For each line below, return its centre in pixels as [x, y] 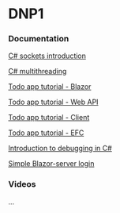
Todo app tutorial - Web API [53, 102]
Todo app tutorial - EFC [46, 133]
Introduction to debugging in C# [60, 149]
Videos [22, 184]
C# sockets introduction [47, 56]
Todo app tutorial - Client [49, 118]
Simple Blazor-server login [51, 164]
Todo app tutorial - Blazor [50, 87]
